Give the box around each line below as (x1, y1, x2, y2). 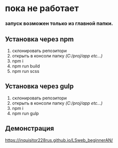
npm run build (12, 63, 40, 69)
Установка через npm (5, 35, 74, 43)
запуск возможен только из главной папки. (5, 20, 113, 27)
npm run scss (12, 68, 40, 74)
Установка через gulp (5, 82, 74, 91)
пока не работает (5, 3, 79, 14)
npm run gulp (12, 110, 39, 116)
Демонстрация (5, 124, 54, 133)
